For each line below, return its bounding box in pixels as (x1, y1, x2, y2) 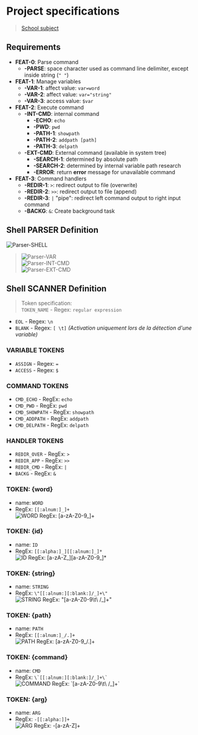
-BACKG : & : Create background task (24, 207, 115, 215)
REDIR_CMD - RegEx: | (15, 463, 67, 470)
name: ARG (15, 709, 41, 717)
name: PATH (15, 625, 44, 632)
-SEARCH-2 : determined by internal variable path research (33, 162, 181, 169)
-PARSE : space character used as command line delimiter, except (24, 65, 189, 72)
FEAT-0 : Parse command (15, 58, 79, 65)
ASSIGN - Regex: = (15, 360, 59, 367)
